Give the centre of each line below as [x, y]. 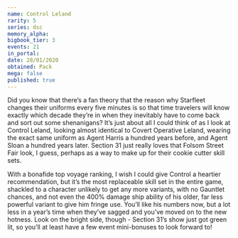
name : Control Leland [39, 14]
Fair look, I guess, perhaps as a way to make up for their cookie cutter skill [116, 153]
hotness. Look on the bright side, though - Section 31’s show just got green [117, 220]
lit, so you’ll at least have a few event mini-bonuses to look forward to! [110, 227]
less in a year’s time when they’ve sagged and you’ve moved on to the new [117, 212]
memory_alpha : [28, 34]
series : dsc [25, 27]
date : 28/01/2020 [33, 60]
